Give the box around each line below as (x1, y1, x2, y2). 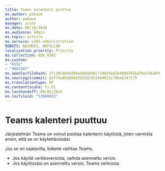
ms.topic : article (5, 35, 43, 40)
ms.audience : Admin (5, 30, 45, 35)
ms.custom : (5, 57, 27, 62)
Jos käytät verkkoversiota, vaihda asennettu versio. (12, 155, 117, 161)
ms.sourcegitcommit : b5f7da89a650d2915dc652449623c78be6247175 (5, 75, 137, 80)
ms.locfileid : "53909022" (5, 94, 58, 98)
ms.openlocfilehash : (5, 71, 48, 76)
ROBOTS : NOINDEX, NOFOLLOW (5, 44, 60, 49)
